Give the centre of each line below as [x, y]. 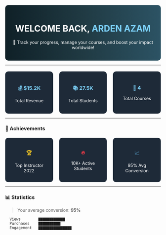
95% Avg [137, 165]
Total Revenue [29, 101]
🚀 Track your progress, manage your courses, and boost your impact [83, 42]
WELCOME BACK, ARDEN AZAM [83, 29]
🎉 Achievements [25, 129]
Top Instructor [29, 165]
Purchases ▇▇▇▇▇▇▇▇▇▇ [35, 223]
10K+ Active [83, 163]
